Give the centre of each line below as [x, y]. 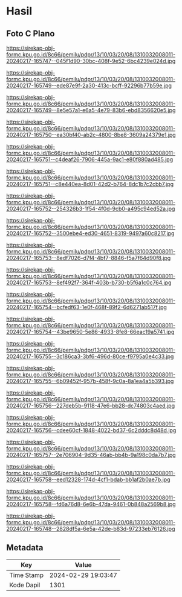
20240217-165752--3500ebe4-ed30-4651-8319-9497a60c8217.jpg [90, 233]
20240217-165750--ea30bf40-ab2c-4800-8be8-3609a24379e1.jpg [91, 135]
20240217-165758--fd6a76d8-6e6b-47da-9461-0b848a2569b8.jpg [91, 504]
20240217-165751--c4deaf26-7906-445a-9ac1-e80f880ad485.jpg [90, 159]
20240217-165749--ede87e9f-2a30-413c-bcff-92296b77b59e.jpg [89, 85]
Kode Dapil [25, 585]
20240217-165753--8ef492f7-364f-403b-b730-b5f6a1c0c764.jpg [89, 282]
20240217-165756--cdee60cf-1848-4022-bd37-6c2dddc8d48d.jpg [91, 430]
